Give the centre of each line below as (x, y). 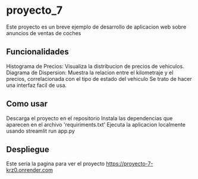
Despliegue (28, 149)
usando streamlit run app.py (41, 131)
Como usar (27, 104)
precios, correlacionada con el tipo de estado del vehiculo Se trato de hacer (99, 78)
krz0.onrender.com (30, 170)
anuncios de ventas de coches (44, 33)
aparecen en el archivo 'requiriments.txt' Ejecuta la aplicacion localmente (96, 124)
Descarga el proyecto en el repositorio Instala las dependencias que (89, 118)
